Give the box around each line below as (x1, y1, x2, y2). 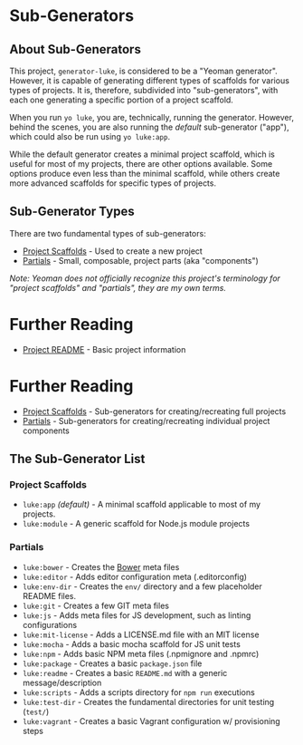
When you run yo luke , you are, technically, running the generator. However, (9, 112, 294, 122)
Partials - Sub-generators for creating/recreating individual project (22, 415, 270, 426)
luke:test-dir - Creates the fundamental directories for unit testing (22, 696, 275, 707)
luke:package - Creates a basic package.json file (22, 658, 203, 669)
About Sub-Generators (9, 42, 142, 57)
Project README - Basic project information (22, 343, 186, 354)
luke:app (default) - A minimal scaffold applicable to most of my (22, 499, 260, 510)
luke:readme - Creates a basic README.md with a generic (22, 667, 228, 678)
